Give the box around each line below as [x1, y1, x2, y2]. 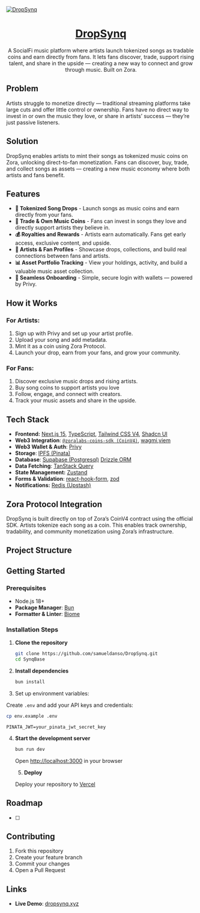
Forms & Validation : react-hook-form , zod [14, 475, 120, 483]
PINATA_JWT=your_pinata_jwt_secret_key [6, 724, 106, 730]
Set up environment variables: [14, 689, 89, 697]
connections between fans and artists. [14, 253, 110, 260]
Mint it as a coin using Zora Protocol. [14, 343, 106, 350]
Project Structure [6, 545, 72, 556]
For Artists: [6, 316, 40, 324]
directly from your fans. [14, 211, 73, 219]
